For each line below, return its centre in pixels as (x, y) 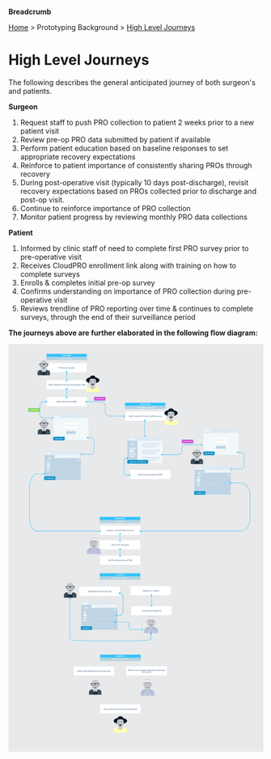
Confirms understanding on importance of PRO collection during (127, 291)
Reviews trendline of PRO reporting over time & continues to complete (136, 308)
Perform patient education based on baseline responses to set (124, 148)
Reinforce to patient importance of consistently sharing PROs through (136, 165)
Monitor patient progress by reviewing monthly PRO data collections (134, 217)
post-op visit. (42, 199)
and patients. (30, 91)
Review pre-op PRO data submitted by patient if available (115, 139)
